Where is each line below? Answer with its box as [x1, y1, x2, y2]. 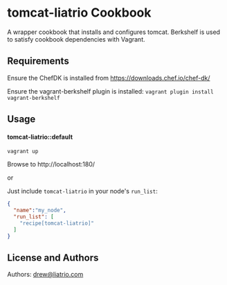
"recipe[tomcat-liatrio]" [19, 220, 95, 227]
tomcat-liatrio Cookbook [7, 5, 152, 21]
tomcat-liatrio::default [7, 132, 73, 141]
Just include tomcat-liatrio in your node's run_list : [7, 187, 158, 196]
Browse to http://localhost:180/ [7, 160, 96, 169]
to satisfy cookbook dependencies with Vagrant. [7, 35, 145, 43]
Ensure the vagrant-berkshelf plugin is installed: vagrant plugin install [7, 87, 214, 95]
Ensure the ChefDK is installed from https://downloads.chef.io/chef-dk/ [7, 74, 210, 82]
